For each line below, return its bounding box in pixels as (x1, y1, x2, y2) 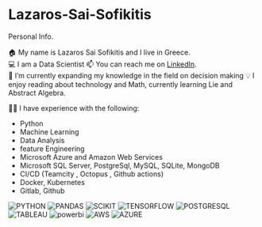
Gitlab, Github (19, 186, 65, 195)
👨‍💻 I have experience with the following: (8, 103, 140, 112)
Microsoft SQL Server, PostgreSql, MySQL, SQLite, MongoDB (19, 161, 220, 170)
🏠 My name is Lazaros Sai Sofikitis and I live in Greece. (8, 47, 191, 57)
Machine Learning (19, 127, 79, 136)
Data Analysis (19, 135, 65, 145)
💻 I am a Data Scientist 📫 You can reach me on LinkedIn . (8, 59, 197, 69)
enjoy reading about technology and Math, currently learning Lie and (8, 79, 233, 89)
